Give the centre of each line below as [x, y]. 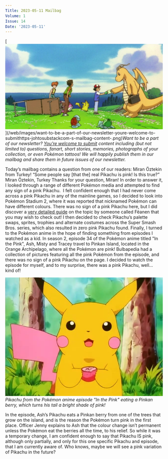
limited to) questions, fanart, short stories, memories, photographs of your [82, 149]
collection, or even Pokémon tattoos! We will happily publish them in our [79, 154]
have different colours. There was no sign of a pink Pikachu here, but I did [81, 207]
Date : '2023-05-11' [25, 27]
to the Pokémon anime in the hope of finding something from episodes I [79, 233]
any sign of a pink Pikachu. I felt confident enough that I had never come [80, 191]
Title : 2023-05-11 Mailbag [33, 11]
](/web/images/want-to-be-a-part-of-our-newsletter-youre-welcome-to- [80, 133]
